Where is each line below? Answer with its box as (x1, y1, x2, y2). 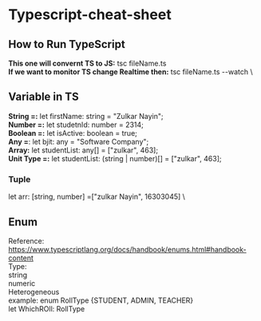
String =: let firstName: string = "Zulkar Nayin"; (8, 111, 164, 121)
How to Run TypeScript (8, 38, 125, 51)
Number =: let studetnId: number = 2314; (8, 120, 144, 129)
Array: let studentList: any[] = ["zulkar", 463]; (8, 145, 158, 155)
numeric (8, 278, 36, 288)
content (8, 253, 34, 263)
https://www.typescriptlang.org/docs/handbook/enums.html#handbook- (8, 244, 247, 254)
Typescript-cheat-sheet (8, 6, 172, 24)
